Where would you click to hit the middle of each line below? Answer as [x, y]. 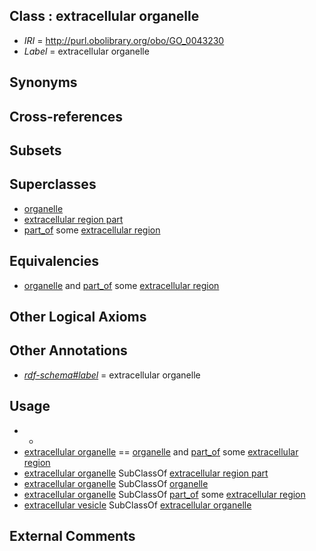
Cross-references [66, 116]
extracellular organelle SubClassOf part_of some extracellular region [164, 494]
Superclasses [53, 184]
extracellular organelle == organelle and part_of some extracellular [161, 451]
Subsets [35, 150]
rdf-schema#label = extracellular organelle [112, 375]
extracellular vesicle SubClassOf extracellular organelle [137, 505]
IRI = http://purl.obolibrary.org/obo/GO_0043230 [124, 40]
